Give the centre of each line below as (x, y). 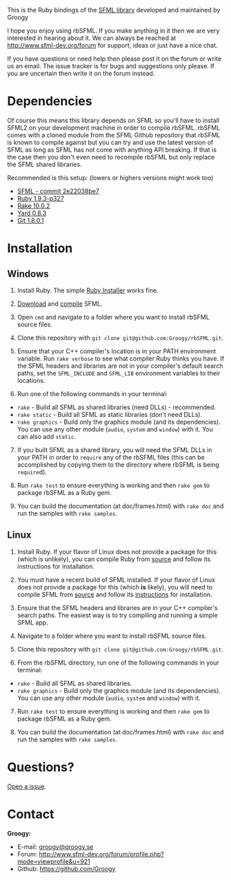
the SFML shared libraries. (44, 164)
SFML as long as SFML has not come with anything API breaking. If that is (112, 149)
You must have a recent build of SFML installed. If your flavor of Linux (116, 580)
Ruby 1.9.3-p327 (40, 198)
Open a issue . (27, 786)
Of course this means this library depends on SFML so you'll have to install (113, 120)
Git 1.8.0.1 (30, 220)
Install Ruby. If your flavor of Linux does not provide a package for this (117, 551)
